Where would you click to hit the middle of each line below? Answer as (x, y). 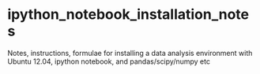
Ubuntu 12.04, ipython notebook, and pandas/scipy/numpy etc (109, 61)
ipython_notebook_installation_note (128, 15)
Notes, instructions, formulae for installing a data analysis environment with (130, 53)
